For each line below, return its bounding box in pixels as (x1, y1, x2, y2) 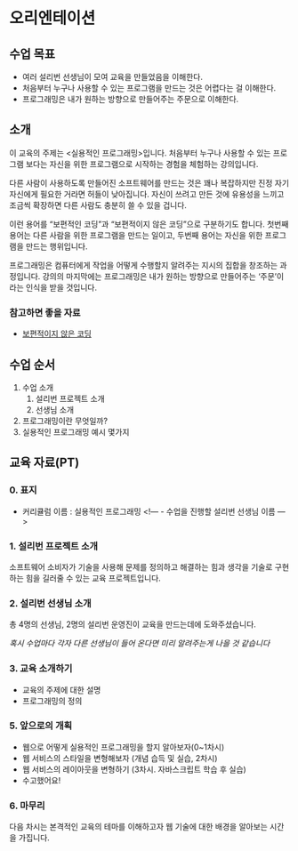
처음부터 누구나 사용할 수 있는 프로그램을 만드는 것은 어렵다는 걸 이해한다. (21, 83, 277, 93)
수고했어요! (21, 775, 61, 785)
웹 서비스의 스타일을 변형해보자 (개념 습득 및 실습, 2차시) (21, 752, 218, 763)
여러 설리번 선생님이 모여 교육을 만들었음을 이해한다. (21, 72, 203, 82)
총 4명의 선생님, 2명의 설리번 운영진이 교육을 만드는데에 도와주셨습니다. (9, 619, 256, 630)
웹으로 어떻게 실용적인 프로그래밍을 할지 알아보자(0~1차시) (21, 742, 225, 752)
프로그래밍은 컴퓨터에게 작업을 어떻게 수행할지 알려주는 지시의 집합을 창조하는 (9, 260, 278, 270)
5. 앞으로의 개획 (9, 719, 73, 732)
